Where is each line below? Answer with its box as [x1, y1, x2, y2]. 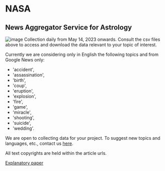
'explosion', [12, 94, 37, 99]
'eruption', [12, 88, 34, 94]
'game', [12, 104, 28, 110]
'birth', [12, 77, 26, 83]
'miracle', [12, 109, 32, 115]
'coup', [12, 82, 27, 89]
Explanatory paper [5, 160, 44, 166]
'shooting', [12, 115, 35, 121]
